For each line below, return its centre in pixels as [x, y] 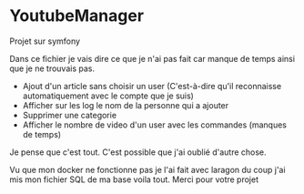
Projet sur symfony [45, 41]
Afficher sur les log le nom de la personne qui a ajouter [126, 105]
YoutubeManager [76, 16]
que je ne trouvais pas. [52, 68]
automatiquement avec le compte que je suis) [108, 96]
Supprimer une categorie [69, 115]
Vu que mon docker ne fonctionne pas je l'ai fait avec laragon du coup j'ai [147, 169]
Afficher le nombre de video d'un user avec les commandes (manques [154, 125]
